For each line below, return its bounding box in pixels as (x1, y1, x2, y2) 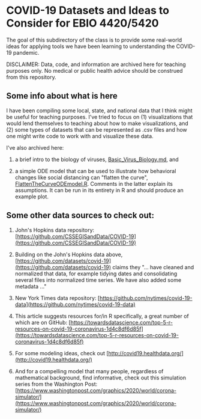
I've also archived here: (6, 144, 64, 151)
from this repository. (6, 73, 56, 81)
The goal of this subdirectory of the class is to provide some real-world (6, 36, 182, 43)
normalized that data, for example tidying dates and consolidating (14, 270, 178, 277)
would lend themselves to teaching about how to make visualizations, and (6, 120, 189, 127)
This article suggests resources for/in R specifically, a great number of (14, 312, 189, 319)
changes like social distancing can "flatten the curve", (14, 174, 148, 181)
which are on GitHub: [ (14, 319, 71, 326)
